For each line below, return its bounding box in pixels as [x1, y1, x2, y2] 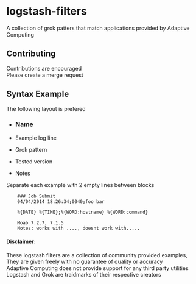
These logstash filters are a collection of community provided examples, [6, 252, 187, 259]
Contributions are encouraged [6, 65, 82, 72]
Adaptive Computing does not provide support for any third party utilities [6, 264, 189, 272]
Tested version [15, 157, 53, 165]
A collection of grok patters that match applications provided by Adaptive [6, 24, 190, 32]
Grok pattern [15, 146, 47, 153]
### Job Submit [17, 193, 56, 199]
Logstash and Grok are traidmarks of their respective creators [6, 271, 161, 279]
